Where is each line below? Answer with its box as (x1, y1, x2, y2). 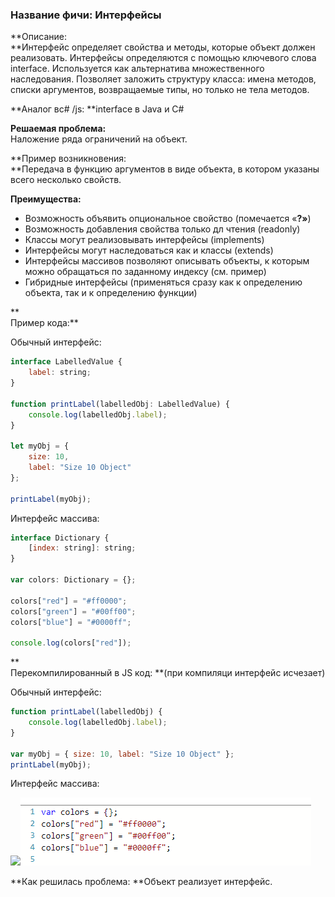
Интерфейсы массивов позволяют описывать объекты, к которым (24, 255, 310, 267)
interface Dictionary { (10, 533, 110, 543)
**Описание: (10, 31, 67, 43)
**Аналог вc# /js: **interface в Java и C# (10, 103, 185, 115)
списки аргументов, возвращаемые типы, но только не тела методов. (10, 84, 310, 96)
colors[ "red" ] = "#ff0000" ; (10, 596, 128, 606)
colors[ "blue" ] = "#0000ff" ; (10, 617, 132, 627)
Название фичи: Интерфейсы (10, 8, 162, 22)
